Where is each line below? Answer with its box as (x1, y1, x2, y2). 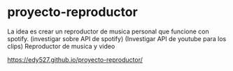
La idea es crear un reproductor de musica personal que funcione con (7, 27, 209, 35)
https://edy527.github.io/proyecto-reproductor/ (7, 55, 143, 63)
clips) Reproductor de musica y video (7, 42, 115, 50)
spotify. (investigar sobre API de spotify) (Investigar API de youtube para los (7, 34, 227, 42)
